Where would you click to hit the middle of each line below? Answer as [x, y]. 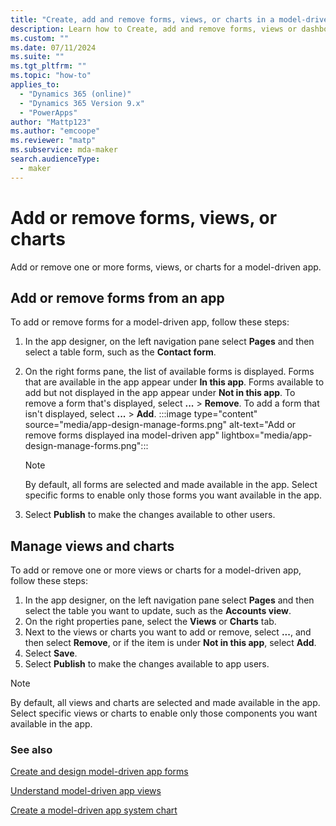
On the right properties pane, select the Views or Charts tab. [150, 622]
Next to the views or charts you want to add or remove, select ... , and [168, 632]
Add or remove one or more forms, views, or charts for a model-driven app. [166, 267]
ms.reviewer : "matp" [53, 141]
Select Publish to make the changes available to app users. [147, 664]
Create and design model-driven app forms [99, 772]
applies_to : [35, 85]
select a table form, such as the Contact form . [120, 352]
